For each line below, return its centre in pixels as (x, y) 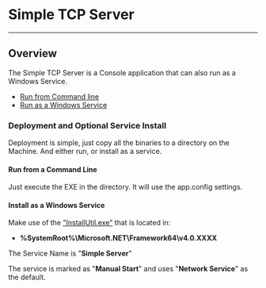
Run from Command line (59, 96)
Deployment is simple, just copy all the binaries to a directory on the (119, 143)
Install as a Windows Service (57, 205)
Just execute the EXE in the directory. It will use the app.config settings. (125, 187)
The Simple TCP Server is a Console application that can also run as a (122, 72)
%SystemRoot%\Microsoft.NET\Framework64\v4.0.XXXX (118, 238)
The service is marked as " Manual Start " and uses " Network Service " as (128, 269)
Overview (33, 54)
